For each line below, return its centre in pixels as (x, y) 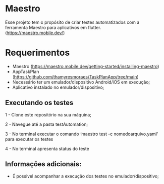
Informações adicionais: (43, 164)
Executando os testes (39, 103)
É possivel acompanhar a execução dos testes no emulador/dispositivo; (85, 176)
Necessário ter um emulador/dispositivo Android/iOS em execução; (81, 82)
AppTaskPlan (26, 72)
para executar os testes (29, 139)
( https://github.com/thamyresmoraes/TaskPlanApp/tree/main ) (75, 76)
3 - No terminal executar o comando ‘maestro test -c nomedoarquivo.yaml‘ (82, 134)
